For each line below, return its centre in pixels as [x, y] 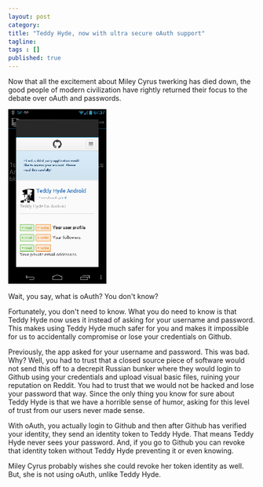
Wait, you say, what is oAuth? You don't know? [83, 296]
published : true [35, 58]
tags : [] [24, 50]
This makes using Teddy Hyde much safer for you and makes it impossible [128, 328]
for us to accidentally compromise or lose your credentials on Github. [120, 337]
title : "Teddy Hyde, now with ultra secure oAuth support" [107, 33]
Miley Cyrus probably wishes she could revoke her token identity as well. [126, 466]
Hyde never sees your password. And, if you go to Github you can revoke [127, 442]
